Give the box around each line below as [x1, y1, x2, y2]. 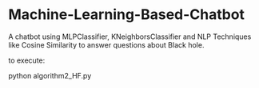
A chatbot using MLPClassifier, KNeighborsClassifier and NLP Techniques [8, 32, 252, 41]
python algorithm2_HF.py [8, 71, 92, 80]
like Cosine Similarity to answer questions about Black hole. [8, 40, 205, 49]
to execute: [8, 55, 46, 65]
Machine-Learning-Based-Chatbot [8, 6, 245, 24]
